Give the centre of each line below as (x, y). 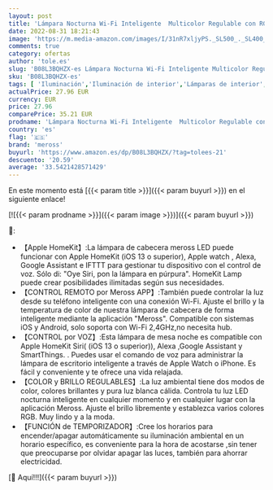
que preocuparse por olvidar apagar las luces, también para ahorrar (134, 453)
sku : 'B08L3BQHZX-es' (45, 77)
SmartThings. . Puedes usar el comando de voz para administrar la (132, 355)
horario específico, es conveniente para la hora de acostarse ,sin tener (139, 444)
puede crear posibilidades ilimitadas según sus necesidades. (122, 282)
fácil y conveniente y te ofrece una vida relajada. (102, 372)
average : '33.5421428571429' (58, 168)
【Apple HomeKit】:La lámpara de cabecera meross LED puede (127, 247)
